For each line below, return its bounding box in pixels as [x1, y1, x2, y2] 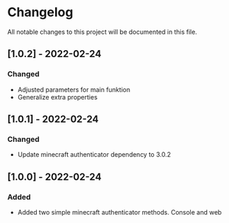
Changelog [7, 4, 74, 20]
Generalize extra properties [17, 92, 98, 101]
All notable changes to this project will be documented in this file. [7, 28, 198, 36]
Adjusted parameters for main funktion [17, 85, 131, 94]
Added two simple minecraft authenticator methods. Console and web [17, 208, 222, 216]
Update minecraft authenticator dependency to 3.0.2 [17, 150, 171, 159]
